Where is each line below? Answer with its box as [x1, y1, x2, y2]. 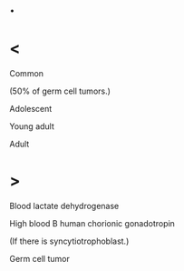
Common [9, 68, 44, 79]
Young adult [9, 121, 54, 132]
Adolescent [9, 104, 53, 115]
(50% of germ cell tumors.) [9, 85, 111, 96]
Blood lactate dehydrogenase [9, 201, 120, 212]
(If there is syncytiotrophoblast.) [9, 236, 130, 246]
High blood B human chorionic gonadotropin [9, 218, 175, 229]
